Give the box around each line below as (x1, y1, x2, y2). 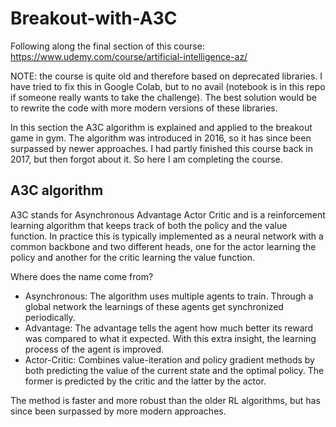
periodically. (24, 311, 76, 323)
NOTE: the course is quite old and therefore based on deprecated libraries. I (10, 70, 323, 82)
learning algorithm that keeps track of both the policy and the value (10, 219, 288, 231)
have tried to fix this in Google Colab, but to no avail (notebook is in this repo (10, 80, 326, 92)
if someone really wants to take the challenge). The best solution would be (10, 91, 318, 103)
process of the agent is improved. (24, 343, 165, 355)
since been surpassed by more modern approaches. (10, 405, 227, 417)
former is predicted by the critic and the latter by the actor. (24, 375, 267, 387)
